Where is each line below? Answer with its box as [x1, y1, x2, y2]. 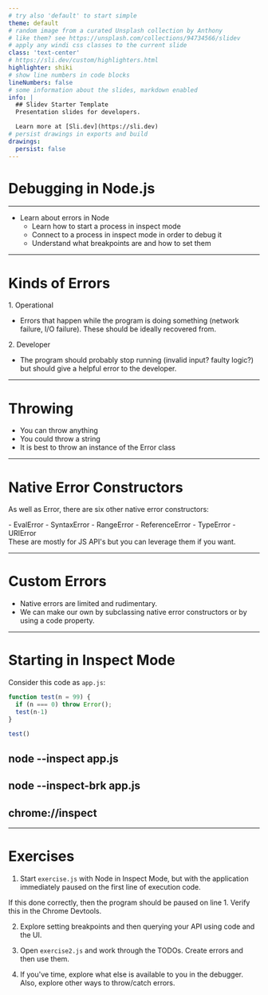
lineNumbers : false [8, 78, 73, 86]
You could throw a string [19, 434, 101, 444]
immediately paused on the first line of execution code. [19, 882, 201, 892]
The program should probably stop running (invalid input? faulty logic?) [19, 355, 254, 365]
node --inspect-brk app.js [8, 779, 141, 793]
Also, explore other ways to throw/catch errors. [19, 978, 175, 988]
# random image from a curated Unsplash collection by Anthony [8, 26, 223, 34]
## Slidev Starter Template [15, 101, 109, 109]
